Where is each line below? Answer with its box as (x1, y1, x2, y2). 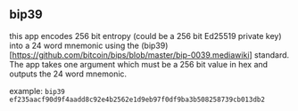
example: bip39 (9, 85, 65, 96)
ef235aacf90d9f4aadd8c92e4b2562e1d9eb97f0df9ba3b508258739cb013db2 (9, 95, 266, 104)
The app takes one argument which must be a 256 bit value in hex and (9, 59, 269, 69)
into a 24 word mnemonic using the (9, 40, 140, 51)
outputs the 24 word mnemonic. (9, 68, 128, 79)
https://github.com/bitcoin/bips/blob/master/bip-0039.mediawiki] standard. (12, 49, 290, 60)
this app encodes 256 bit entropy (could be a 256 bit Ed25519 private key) (9, 30, 283, 41)
